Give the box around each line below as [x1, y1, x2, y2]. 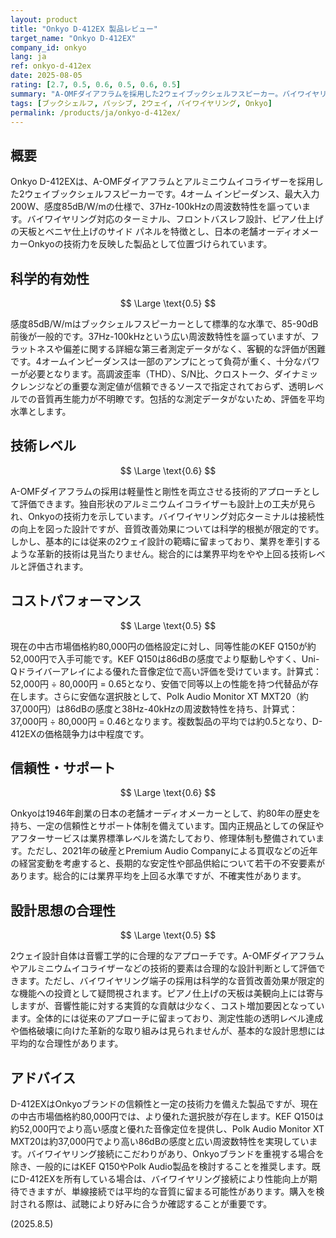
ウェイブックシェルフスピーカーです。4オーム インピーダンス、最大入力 [24, 188, 320, 200]
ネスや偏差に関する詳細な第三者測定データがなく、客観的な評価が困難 [36, 343, 326, 355]
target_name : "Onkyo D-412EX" [10, 33, 137, 43]
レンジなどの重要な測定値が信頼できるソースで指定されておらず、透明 [18, 381, 307, 392]
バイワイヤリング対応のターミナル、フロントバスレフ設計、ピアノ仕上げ [26, 213, 324, 225]
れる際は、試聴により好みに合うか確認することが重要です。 [27, 1198, 273, 1210]
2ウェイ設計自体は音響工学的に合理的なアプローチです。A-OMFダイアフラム [10, 950, 325, 962]
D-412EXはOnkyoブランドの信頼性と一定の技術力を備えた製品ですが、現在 [10, 1098, 318, 1110]
